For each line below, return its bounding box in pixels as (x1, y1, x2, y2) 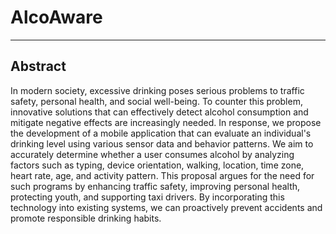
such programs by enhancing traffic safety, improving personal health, (10, 180, 301, 192)
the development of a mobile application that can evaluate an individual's (10, 127, 312, 139)
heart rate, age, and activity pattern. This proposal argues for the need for (10, 169, 315, 181)
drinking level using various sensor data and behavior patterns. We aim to (10, 137, 314, 150)
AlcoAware (10, 6, 103, 29)
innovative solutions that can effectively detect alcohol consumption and (10, 106, 309, 118)
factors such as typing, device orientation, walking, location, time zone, (10, 159, 305, 171)
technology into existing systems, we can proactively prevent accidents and (10, 201, 323, 213)
